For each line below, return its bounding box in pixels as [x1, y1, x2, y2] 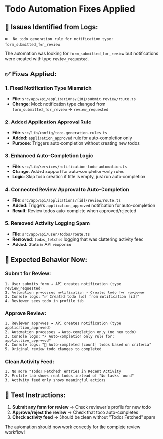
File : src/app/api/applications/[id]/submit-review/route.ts [12, 96, 136, 101]
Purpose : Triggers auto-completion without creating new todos [12, 140, 140, 146]
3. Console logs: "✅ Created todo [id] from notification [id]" [5, 294, 140, 299]
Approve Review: [5, 310, 47, 317]
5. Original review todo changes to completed [5, 346, 102, 351]
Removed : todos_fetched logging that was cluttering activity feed [12, 236, 144, 242]
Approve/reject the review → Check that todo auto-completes [12, 409, 138, 415]
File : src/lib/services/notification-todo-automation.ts [12, 163, 127, 170]
